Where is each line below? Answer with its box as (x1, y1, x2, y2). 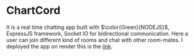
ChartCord (6, 4, 60, 17)
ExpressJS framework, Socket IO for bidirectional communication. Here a (6, 30, 189, 37)
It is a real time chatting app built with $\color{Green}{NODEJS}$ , (6, 23, 170, 31)
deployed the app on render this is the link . (6, 43, 113, 50)
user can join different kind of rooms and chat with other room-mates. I (6, 36, 183, 43)
